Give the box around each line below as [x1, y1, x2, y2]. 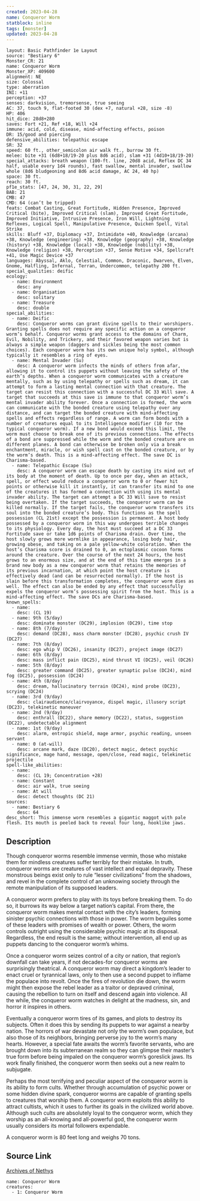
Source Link [6, 1151, 52, 1161]
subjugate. [6, 1065, 32, 1072]
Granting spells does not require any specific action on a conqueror [6, 326, 186, 332]
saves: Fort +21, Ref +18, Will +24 [6, 121, 98, 127]
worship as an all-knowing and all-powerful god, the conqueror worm [6, 1115, 178, 1123]
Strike [6, 226, 23, 232]
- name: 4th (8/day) [11, 678, 63, 685]
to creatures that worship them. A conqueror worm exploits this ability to [6, 1097, 185, 1104]
